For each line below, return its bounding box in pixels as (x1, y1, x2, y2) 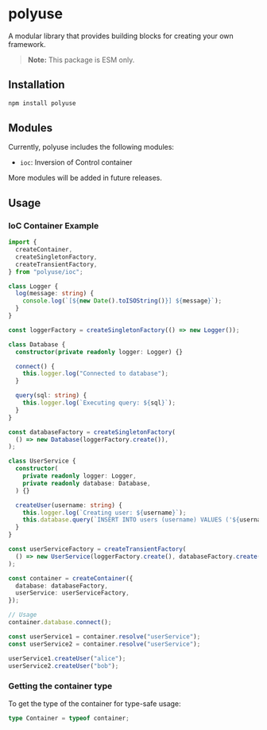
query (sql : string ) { (15, 392, 87, 400)
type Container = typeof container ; (8, 714, 130, 722)
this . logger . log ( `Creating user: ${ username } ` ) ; (22, 509, 187, 517)
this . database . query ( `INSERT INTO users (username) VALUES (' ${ (22, 516, 240, 524)
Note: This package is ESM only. (27, 55, 135, 64)
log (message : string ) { (15, 290, 94, 298)
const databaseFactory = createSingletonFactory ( (8, 427, 176, 436)
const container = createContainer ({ (8, 574, 133, 582)
